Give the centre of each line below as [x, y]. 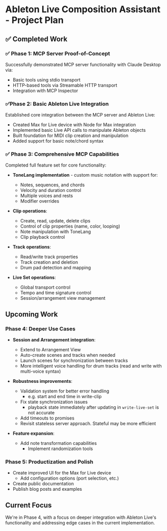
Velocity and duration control [51, 190]
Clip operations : [30, 211]
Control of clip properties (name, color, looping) [70, 226]
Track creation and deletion [49, 262]
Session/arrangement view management [63, 298]
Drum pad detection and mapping [55, 268]
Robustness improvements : [43, 381]
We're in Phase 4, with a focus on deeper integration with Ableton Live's [81, 517]
